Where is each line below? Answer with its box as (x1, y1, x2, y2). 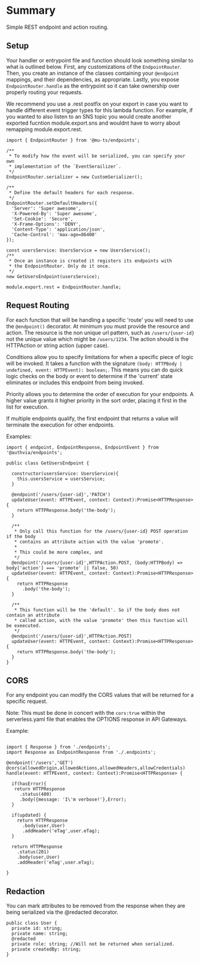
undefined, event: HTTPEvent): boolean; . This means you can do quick (6, 366, 183, 373)
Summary (6, 4, 56, 17)
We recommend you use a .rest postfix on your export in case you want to (6, 100, 188, 107)
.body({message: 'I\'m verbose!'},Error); (19, 796, 127, 803)
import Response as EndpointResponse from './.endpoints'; (6, 750, 156, 756)
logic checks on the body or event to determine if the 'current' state (6, 372, 173, 379)
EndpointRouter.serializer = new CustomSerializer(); (6, 174, 143, 180)
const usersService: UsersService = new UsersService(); (6, 247, 151, 253)
